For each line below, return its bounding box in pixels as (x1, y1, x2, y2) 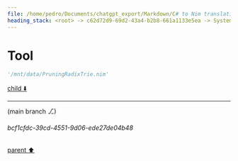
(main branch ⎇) (7, 107, 57, 116)
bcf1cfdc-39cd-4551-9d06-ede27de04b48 (7, 123, 133, 132)
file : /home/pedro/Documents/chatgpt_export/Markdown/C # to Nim (7, 10, 201, 18)
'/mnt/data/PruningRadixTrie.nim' (7, 71, 110, 78)
